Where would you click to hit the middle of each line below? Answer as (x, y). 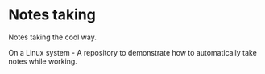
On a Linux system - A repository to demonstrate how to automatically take (133, 52)
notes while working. (43, 61)
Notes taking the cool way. (52, 37)
